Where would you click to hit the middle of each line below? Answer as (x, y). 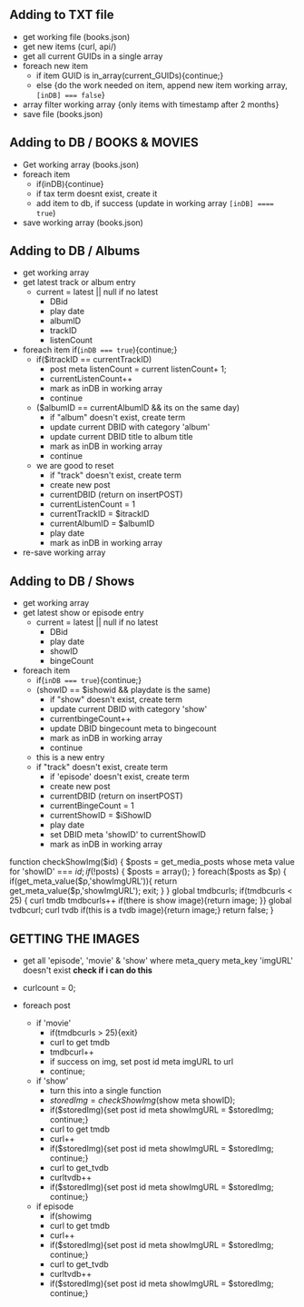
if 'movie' (54, 1023)
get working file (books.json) (76, 36)
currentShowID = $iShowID (101, 816)
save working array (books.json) (83, 223)
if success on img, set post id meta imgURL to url (142, 1062)
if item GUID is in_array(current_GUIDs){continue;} (130, 75)
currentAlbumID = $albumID (102, 524)
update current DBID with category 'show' (128, 709)
